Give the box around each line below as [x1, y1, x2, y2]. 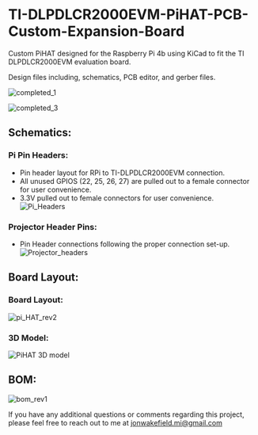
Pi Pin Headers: [8, 150, 69, 161]
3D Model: [8, 332, 49, 343]
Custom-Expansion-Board [8, 22, 185, 40]
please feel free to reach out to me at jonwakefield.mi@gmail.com [8, 418, 223, 427]
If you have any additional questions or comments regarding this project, [8, 410, 245, 419]
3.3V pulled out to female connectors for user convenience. [19, 193, 214, 203]
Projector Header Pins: [8, 221, 97, 232]
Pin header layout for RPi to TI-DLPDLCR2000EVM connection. [19, 168, 226, 177]
